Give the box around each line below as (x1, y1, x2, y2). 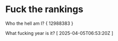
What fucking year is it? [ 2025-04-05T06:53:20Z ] (5, 30, 113, 36)
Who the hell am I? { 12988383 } (5, 20, 73, 26)
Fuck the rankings (5, 4, 84, 15)
